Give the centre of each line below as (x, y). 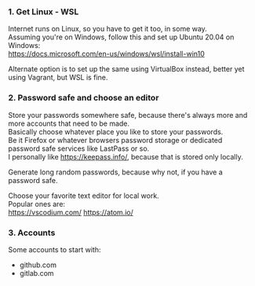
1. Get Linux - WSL (44, 12)
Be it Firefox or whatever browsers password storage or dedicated (115, 140)
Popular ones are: (36, 203)
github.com (38, 265)
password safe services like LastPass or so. (79, 148)
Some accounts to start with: (55, 249)
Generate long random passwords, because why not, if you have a (116, 172)
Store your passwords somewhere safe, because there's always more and (128, 115)
